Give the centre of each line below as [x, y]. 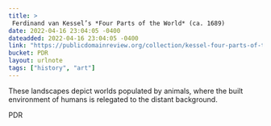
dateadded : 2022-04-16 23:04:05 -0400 [73, 38]
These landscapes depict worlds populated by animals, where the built [126, 91]
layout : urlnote [35, 61]
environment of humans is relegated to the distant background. [113, 99]
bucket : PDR [28, 53]
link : [17, 46]
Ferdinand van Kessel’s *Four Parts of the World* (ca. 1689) [119, 23]
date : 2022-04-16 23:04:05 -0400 [65, 30]
